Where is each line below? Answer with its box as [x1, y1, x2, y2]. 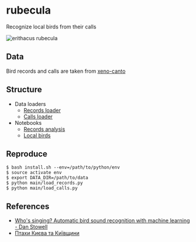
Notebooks [14, 119, 42, 126]
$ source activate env [6, 170, 62, 176]
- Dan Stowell [14, 223, 48, 231]
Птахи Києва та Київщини [14, 230, 80, 237]
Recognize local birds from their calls [6, 23, 96, 30]
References [6, 201, 50, 211]
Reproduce [6, 149, 48, 159]
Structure [6, 85, 43, 95]
